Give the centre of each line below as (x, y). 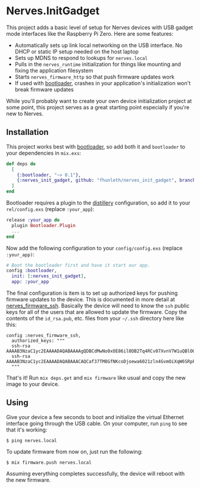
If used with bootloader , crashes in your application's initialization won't (103, 83)
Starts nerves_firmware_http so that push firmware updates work (94, 77)
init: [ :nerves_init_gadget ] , (49, 276)
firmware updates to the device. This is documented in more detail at (91, 299)
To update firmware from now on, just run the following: (74, 451)
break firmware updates (44, 89)
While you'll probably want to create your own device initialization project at (99, 101)
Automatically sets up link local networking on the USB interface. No (99, 45)
